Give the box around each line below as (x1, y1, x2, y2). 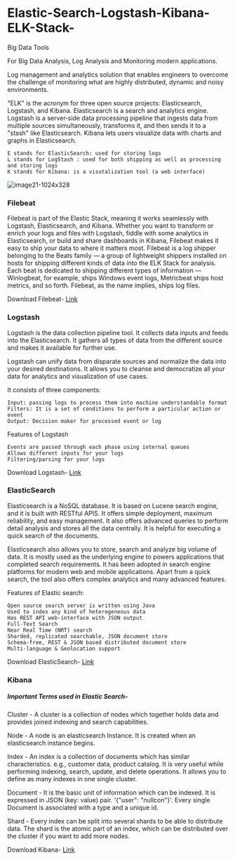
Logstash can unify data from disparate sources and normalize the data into (7, 357, 227, 365)
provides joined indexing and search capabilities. (7, 717, 149, 726)
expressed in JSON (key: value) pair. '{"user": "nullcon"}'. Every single (7, 795, 210, 804)
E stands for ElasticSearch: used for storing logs (7, 150, 161, 157)
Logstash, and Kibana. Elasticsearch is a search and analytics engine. (7, 106, 209, 115)
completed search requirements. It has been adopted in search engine (7, 560, 210, 568)
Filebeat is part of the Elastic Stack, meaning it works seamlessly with (7, 214, 209, 223)
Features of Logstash (7, 430, 69, 438)
